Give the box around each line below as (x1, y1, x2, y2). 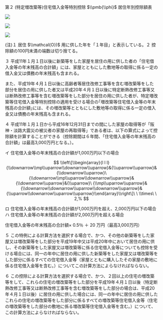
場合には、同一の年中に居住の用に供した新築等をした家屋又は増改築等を (13, 251, 158, 256)
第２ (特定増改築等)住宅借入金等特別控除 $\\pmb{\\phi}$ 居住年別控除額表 (5, 4, 152, 10)
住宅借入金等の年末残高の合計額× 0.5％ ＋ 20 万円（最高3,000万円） (5, 222, 142, 228)
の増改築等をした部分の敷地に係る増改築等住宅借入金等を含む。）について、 (5, 303, 156, 309)
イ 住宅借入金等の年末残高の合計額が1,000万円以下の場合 (5, 150, 119, 155)
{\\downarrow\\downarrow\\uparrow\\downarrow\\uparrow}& (20, 185, 143, 191)
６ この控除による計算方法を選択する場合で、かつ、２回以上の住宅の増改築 (5, 273, 155, 279)
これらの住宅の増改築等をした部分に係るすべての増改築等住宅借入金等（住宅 (5, 298, 158, 303)
